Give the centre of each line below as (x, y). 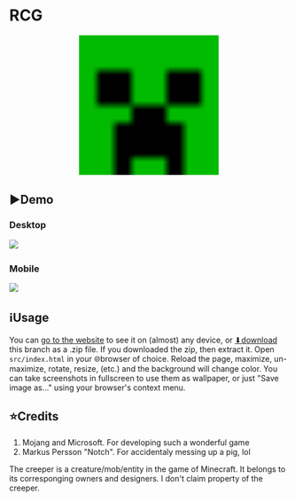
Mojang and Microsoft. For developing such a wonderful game (136, 442)
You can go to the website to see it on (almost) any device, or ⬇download (143, 340)
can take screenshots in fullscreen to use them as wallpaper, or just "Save (144, 378)
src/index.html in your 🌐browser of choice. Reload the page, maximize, (141, 358)
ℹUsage (29, 318)
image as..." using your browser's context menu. (97, 388)
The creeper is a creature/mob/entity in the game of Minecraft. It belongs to (147, 469)
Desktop (28, 225)
